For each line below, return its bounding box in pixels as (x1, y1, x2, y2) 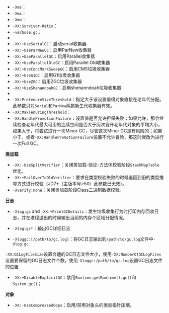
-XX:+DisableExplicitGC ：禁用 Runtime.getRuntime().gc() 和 (12, 274, 137, 280)
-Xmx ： (12, 10, 27, 16)
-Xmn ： (12, 17, 27, 22)
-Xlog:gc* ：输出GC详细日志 (12, 225, 70, 231)
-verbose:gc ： (12, 29, 42, 35)
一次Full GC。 (12, 140, 41, 146)
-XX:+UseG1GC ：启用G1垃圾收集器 (12, 72, 80, 78)
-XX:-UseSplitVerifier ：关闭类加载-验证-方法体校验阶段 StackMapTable (12, 162, 160, 168)
